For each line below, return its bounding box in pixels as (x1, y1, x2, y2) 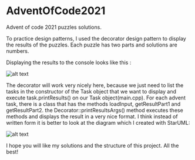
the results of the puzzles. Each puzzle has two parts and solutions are (6, 41, 177, 48)
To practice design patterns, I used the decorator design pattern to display (6, 35, 186, 42)
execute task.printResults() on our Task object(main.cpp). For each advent (6, 94, 186, 101)
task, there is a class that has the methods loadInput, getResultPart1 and (6, 100, 181, 107)
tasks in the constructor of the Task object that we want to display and (6, 88, 176, 95)
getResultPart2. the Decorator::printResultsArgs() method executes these (6, 106, 183, 114)
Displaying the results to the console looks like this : (6, 59, 132, 66)
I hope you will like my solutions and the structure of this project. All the (6, 142, 179, 149)
